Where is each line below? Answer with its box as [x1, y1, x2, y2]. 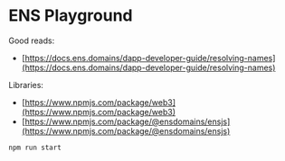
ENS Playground [8, 5, 133, 26]
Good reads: [8, 35, 55, 46]
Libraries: [8, 79, 44, 90]
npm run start [8, 143, 62, 152]
